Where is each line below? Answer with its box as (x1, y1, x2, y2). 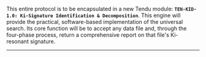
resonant (6, 38, 29, 45)
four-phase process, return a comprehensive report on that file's (6, 31, 170, 39)
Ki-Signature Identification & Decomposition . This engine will (20, 12, 181, 19)
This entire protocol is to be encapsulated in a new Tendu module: (6, 6, 174, 12)
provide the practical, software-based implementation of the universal (6, 18, 183, 25)
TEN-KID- (174, 6, 197, 12)
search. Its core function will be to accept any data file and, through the (6, 25, 187, 32)
